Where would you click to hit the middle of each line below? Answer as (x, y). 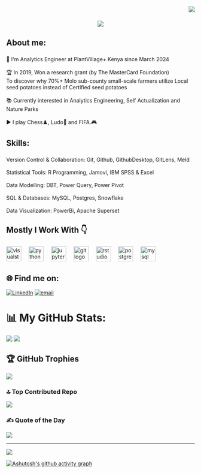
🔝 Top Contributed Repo (42, 391)
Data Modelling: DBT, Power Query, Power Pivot (65, 185)
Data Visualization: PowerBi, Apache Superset (63, 210)
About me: (26, 42)
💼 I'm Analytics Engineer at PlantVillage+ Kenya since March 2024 (88, 59)
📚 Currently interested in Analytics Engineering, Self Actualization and (93, 100)
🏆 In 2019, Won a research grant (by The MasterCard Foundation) (88, 72)
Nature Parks (22, 109)
